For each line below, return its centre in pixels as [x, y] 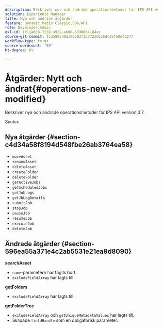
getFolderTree [20, 306]
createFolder [25, 172]
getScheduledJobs [30, 188]
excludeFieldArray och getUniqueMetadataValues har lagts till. [73, 315]
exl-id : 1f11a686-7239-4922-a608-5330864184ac [53, 32]
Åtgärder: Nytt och [44, 78]
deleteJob [22, 229]
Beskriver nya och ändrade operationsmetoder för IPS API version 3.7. [75, 113]
